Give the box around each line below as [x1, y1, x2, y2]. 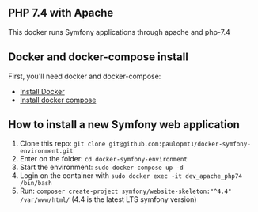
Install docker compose [19, 95, 97, 104]
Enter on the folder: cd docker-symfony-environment [19, 154, 188, 164]
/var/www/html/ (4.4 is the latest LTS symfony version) [19, 195, 197, 204]
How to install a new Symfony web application [8, 118, 240, 131]
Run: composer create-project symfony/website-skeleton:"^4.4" [19, 186, 232, 196]
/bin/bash [19, 180, 53, 187]
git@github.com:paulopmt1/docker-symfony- [108, 140, 251, 149]
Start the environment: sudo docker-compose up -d [19, 162, 184, 172]
